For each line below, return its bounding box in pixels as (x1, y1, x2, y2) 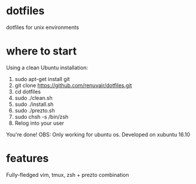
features (6, 152, 49, 165)
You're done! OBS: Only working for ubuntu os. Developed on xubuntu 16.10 (6, 131, 191, 138)
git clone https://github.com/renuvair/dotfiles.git (14, 82, 132, 89)
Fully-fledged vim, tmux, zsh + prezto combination (6, 171, 129, 178)
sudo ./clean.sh (14, 94, 53, 101)
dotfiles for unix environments (6, 24, 79, 31)
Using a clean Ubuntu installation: (6, 64, 88, 71)
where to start (6, 44, 77, 58)
